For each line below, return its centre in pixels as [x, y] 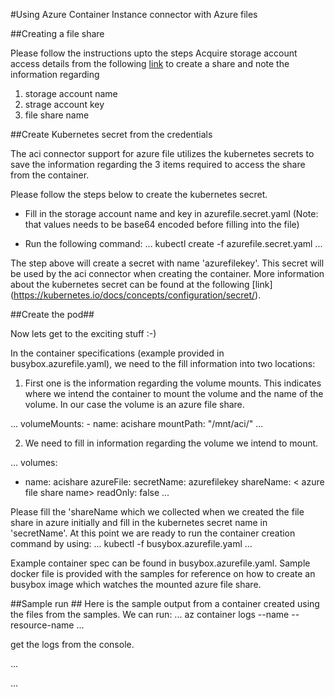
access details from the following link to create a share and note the [150, 63]
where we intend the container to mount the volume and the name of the [174, 393]
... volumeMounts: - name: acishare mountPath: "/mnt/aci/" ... [137, 423]
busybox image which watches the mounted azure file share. [136, 584]
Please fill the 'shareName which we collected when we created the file [157, 512]
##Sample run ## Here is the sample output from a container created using [165, 603]
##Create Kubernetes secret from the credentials [111, 134]
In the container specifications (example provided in [117, 353]
